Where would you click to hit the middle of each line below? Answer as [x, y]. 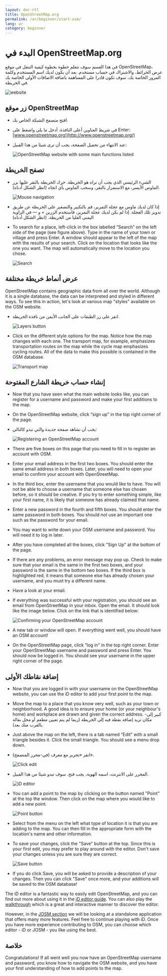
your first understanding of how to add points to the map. [64, 968]
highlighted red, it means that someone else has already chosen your [83, 576]
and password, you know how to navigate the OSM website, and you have [81, 963]
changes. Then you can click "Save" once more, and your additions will [85, 879]
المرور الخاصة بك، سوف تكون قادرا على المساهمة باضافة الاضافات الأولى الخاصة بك [83, 77]
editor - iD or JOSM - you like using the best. [51, 930]
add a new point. [30, 804]
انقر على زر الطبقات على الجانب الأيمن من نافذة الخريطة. [66, 316]
